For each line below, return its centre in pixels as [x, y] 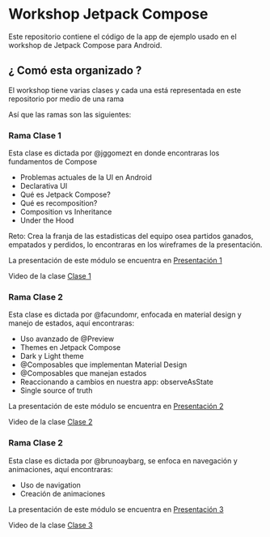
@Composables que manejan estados [83, 373]
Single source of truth [56, 390]
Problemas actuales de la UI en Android [86, 177]
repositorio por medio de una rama [66, 99]
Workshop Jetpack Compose [108, 14]
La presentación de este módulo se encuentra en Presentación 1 [115, 261]
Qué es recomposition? [59, 203]
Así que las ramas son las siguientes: [70, 114]
